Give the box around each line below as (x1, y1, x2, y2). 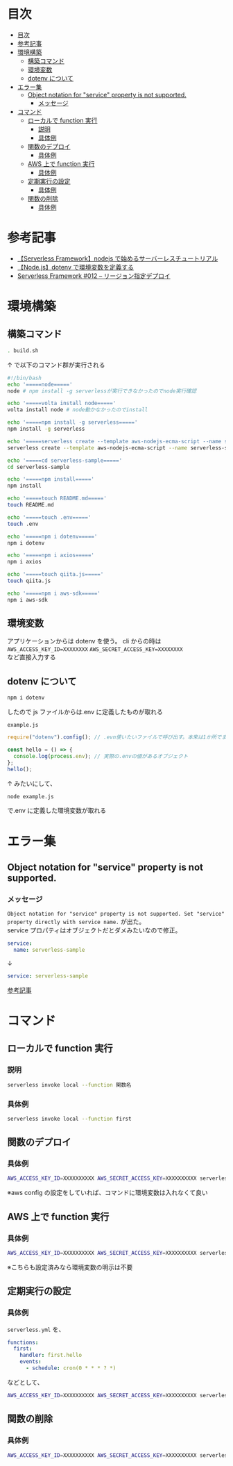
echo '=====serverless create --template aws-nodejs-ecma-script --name (7, 438, 222, 445)
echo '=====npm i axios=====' (7, 552, 95, 559)
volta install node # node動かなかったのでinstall (7, 406, 148, 413)
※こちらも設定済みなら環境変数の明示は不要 (7, 1262, 133, 1271)
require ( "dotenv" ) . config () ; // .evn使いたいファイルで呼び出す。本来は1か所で (7, 734, 222, 741)
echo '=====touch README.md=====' (7, 495, 107, 502)
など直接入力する (7, 653, 56, 661)
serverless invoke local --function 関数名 (7, 1081, 132, 1088)
